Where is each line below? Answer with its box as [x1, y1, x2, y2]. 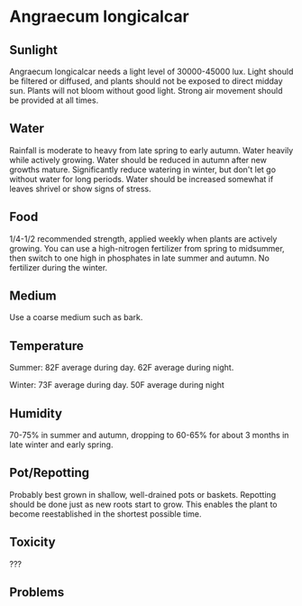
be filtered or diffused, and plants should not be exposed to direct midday [9, 76, 283, 87]
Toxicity [9, 535, 56, 550]
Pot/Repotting [9, 465, 90, 481]
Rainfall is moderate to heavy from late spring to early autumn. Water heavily [9, 144, 294, 155]
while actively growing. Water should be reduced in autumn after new [9, 154, 268, 165]
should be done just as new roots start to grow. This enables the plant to [9, 499, 278, 510]
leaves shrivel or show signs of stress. [9, 183, 151, 194]
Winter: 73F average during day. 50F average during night [9, 380, 225, 390]
